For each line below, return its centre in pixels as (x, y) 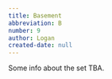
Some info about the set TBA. (56, 68)
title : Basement (35, 16)
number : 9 (25, 30)
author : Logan (32, 38)
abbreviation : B (35, 23)
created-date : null (41, 45)
